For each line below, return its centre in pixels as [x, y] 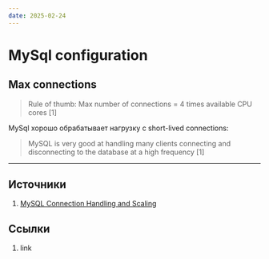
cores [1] [42, 112]
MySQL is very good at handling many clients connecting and [129, 143]
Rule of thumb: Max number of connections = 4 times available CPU [140, 104]
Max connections [53, 85]
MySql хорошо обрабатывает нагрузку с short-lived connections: [118, 128]
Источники [37, 185]
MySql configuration [78, 55]
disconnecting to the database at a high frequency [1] [116, 152]
